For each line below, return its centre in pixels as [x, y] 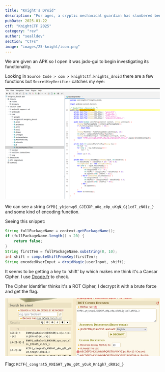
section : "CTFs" [22, 42]
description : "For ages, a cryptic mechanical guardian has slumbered [79, 15]
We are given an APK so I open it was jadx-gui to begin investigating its [77, 61]
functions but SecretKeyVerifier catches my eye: [55, 81]
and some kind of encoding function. [42, 212]
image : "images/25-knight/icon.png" [42, 47]
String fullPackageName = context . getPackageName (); [60, 231]
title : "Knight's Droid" [30, 10]
